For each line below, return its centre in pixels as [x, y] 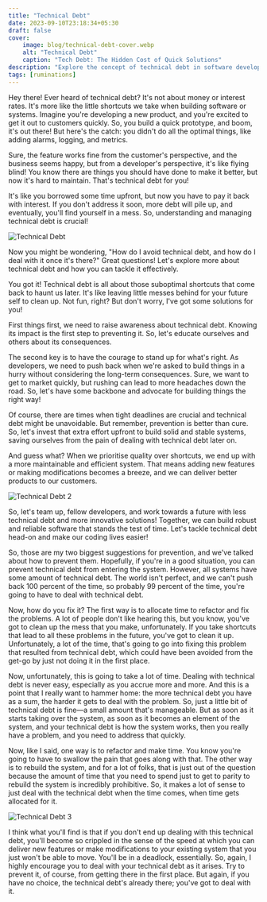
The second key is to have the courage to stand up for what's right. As [124, 357]
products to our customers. [53, 481]
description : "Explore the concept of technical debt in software [120, 68]
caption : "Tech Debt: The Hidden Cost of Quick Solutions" [122, 60]
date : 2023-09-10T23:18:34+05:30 [64, 23]
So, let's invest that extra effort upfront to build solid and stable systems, [127, 432]
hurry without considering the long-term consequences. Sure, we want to [129, 374]
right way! [25, 399]
